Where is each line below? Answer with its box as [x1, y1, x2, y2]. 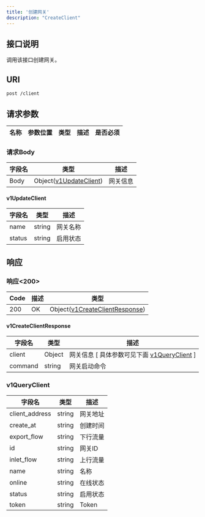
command [9, 362, 39, 370]
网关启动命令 [69, 362, 106, 371]
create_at [9, 420, 37, 429]
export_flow [9, 432, 44, 441]
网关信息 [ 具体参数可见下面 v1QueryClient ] [69, 351, 196, 359]
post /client [6, 91, 40, 97]
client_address [9, 409, 51, 418]
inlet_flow [9, 455, 37, 464]
